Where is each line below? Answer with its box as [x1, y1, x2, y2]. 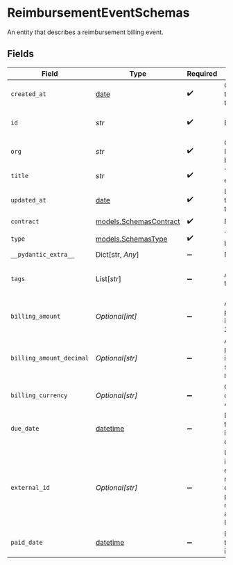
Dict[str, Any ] [96, 249, 139, 259]
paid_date [10, 538, 43, 546]
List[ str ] [96, 273, 121, 283]
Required [187, 68, 218, 78]
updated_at [10, 196, 46, 204]
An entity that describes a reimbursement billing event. [7, 28, 164, 36]
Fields [7, 48, 35, 60]
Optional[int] [96, 311, 137, 321]
